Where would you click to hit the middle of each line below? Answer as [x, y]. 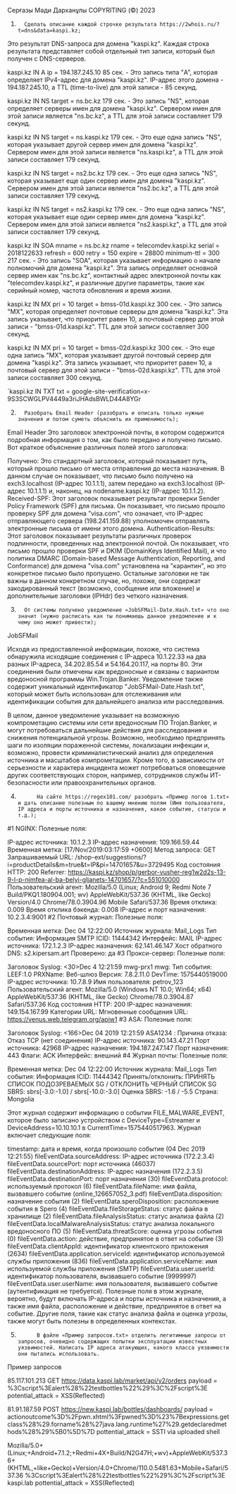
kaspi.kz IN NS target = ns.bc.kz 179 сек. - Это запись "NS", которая [108, 101]
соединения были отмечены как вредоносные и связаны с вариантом [113, 672]
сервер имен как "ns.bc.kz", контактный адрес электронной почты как [114, 275]
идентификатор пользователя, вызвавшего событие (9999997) [102, 1276]
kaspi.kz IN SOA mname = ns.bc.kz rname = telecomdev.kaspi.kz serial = [113, 245]
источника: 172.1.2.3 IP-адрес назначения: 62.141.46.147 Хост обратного [115, 945]
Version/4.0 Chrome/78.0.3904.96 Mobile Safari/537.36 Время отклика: [112, 902]
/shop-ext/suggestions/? [111, 857]
